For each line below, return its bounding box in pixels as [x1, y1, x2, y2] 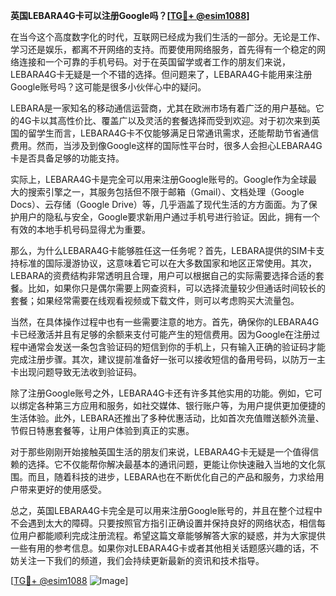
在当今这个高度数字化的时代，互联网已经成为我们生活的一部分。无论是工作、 [10, 31, 326, 43]
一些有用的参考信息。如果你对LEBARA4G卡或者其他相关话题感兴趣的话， [10, 542, 311, 554]
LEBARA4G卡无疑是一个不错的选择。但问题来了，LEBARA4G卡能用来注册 [10, 69, 313, 80]
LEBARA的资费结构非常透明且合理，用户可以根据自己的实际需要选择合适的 [10, 270, 316, 281]
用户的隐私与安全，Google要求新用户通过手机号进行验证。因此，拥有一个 [18, 211, 321, 223]
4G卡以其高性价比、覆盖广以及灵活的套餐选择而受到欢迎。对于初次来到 [18, 115, 312, 126]
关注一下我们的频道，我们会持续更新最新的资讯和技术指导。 [18, 555, 265, 566]
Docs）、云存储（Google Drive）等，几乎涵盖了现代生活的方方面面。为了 [10, 199, 309, 210]
